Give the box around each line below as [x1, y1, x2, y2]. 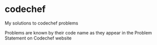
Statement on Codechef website [5, 35, 72, 41]
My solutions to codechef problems [5, 20, 78, 26]
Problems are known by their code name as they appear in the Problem [5, 29, 152, 35]
